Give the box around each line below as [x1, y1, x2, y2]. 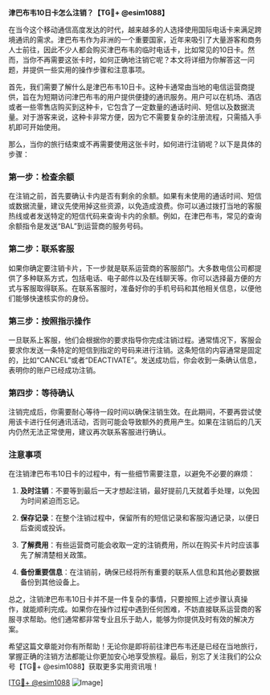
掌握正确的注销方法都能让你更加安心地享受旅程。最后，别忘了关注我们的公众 [8, 652, 262, 661]
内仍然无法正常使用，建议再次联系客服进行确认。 [8, 427, 170, 437]
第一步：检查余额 [8, 171, 75, 182]
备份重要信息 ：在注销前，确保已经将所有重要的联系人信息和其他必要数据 [19, 567, 260, 577]
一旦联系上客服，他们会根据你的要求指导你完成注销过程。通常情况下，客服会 [8, 335, 262, 345]
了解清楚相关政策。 [27, 550, 91, 560]
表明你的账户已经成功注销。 [8, 365, 100, 374]
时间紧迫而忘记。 [27, 496, 84, 505]
